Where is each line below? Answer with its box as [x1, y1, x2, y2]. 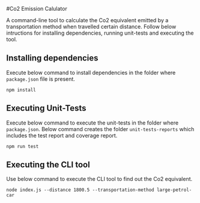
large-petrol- [156, 187, 192, 193]
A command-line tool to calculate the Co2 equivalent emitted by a [6, 17, 169, 23]
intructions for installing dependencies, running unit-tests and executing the [6, 29, 194, 37]
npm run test [6, 143, 39, 149]
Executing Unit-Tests [6, 103, 86, 113]
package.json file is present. [6, 75, 75, 83]
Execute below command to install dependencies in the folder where [6, 69, 176, 76]
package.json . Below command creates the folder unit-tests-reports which [6, 125, 195, 132]
